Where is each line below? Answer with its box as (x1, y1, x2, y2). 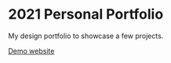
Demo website (8, 46, 55, 55)
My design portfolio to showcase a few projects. (8, 31, 164, 40)
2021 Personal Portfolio (8, 5, 164, 23)
